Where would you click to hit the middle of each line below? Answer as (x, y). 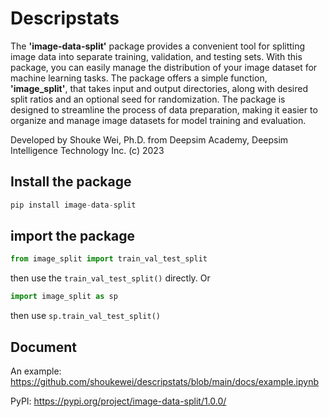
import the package (73, 236)
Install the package (71, 182)
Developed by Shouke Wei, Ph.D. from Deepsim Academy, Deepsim (149, 139)
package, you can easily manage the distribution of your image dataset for (164, 67)
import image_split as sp (64, 297)
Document (43, 347)
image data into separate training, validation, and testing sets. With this (156, 56)
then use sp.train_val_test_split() (85, 316)
